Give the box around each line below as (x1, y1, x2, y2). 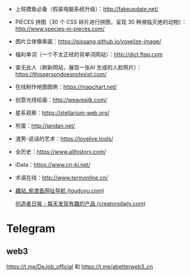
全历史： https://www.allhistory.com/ (15, 148, 106, 155)
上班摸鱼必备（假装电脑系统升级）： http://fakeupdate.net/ (15, 5, 159, 12)
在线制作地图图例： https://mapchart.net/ (15, 83, 117, 90)
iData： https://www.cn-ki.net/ (15, 161, 91, 168)
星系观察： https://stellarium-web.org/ (15, 109, 109, 116)
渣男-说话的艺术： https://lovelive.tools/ (15, 135, 114, 142)
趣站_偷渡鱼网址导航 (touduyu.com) (15, 187, 105, 194)
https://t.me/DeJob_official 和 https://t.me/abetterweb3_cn (6, 263, 153, 270)
